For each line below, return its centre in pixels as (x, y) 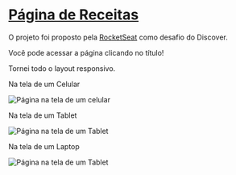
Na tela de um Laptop (44, 146)
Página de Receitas (74, 15)
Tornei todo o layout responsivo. (62, 68)
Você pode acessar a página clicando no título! (86, 52)
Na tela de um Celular (44, 84)
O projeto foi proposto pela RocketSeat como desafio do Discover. (118, 37)
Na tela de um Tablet (43, 115)
